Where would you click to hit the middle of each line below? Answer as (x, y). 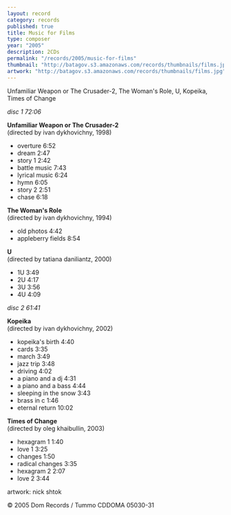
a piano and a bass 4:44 (51, 385)
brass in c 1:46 (38, 400)
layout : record (29, 13)
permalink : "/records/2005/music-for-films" (72, 59)
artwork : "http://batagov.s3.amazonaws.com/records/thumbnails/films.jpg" (117, 71)
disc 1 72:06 (24, 112)
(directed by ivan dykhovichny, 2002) (60, 328)
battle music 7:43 (42, 168)
